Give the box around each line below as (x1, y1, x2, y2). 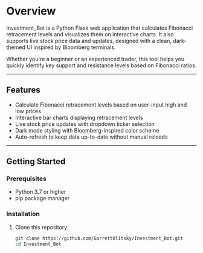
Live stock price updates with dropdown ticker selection (14, 120, 155, 128)
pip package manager (14, 195, 70, 202)
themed (6, 44, 26, 51)
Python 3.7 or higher (14, 188, 66, 195)
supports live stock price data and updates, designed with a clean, (6, 37, 172, 44)
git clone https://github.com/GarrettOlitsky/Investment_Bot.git (14, 235, 183, 241)
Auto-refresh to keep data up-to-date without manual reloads (14, 133, 168, 140)
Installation (6, 210, 40, 218)
